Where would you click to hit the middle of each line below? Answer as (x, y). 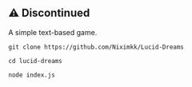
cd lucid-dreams (35, 61)
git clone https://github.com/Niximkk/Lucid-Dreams (96, 47)
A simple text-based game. (53, 32)
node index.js (32, 75)
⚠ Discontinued (49, 13)
